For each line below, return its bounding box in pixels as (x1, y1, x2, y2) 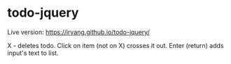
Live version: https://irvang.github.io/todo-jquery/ (7, 28, 150, 36)
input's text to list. (7, 49, 59, 57)
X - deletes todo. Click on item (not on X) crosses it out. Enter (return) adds (7, 41, 224, 49)
